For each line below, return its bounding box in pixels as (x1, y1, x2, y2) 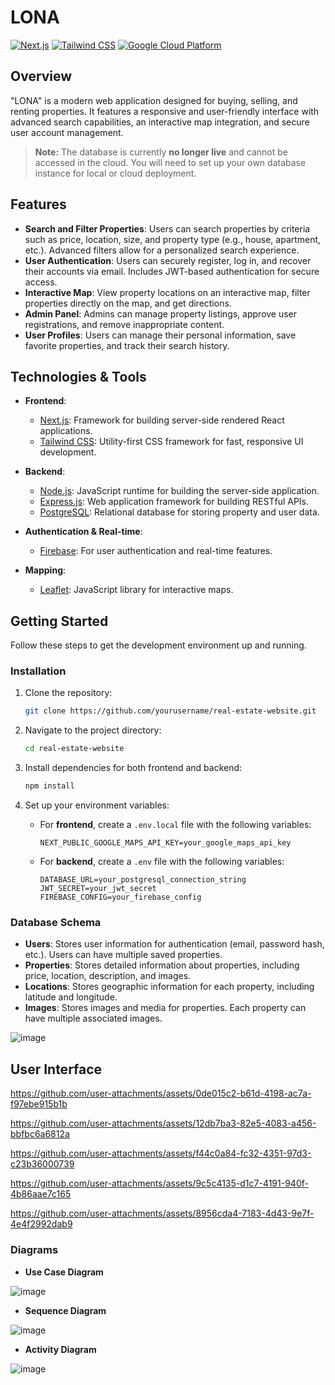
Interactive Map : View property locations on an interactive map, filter (24, 286, 311, 298)
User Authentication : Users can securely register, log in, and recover (24, 254, 312, 266)
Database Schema (10, 916, 102, 930)
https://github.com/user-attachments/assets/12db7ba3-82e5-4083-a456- (10, 1117, 317, 1130)
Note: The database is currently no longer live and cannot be (34, 146, 288, 158)
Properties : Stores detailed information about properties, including (24, 959, 300, 971)
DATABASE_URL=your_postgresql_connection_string (39, 875, 247, 885)
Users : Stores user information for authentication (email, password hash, (24, 938, 325, 950)
